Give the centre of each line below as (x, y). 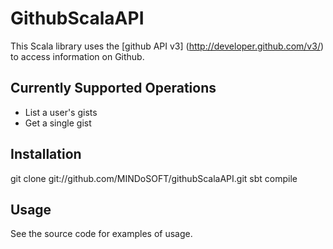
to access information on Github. (77, 56)
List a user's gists (61, 112)
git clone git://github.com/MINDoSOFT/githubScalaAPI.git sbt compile (154, 178)
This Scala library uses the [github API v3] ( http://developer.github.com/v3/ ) (167, 46)
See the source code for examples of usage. (101, 234)
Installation (46, 154)
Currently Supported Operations (113, 88)
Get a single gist (58, 123)
